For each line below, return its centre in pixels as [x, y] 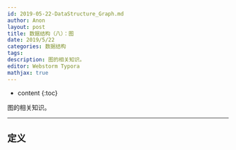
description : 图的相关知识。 [46, 60]
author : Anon [26, 20]
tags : [15, 54]
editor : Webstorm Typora [44, 66]
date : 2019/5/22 [31, 40]
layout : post [26, 27]
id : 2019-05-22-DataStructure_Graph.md [66, 14]
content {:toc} [38, 93]
